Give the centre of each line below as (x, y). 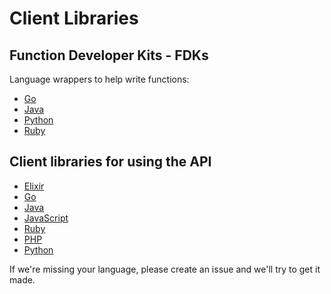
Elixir (34, 186)
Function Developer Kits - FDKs (109, 55)
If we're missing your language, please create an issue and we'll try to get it (165, 269)
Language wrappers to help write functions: (99, 79)
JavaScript (46, 218)
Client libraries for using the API (110, 162)
